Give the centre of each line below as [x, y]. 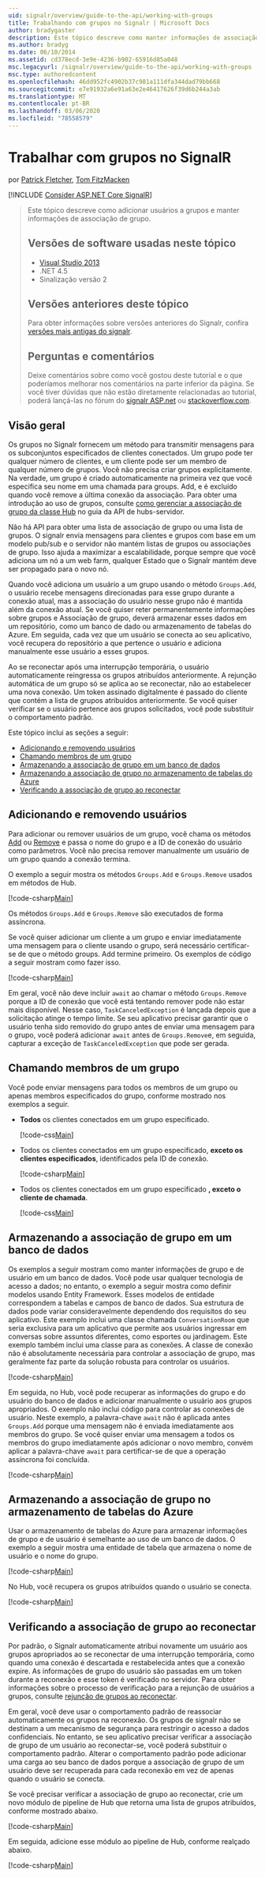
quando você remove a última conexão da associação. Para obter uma [123, 495]
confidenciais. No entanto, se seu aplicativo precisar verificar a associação [130, 1737]
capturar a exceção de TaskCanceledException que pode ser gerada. [119, 1043]
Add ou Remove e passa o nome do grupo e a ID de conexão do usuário [125, 842]
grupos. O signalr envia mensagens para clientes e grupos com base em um [132, 535]
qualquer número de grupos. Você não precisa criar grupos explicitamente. [130, 470]
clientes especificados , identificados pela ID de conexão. [114, 1158]
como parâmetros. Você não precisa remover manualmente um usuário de [129, 850]
